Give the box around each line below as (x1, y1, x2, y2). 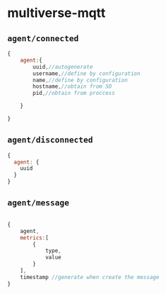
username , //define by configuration (32, 69, 141, 77)
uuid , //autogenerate (32, 63, 93, 70)
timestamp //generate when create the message (20, 273, 160, 281)
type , (45, 247, 61, 254)
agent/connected (7, 33, 79, 43)
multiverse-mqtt (7, 5, 106, 21)
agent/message (7, 198, 69, 208)
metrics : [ (20, 234, 49, 242)
